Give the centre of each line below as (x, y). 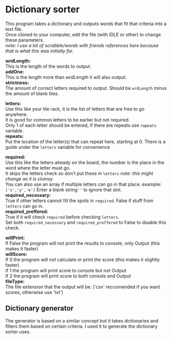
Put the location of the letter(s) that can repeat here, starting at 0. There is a (85, 142)
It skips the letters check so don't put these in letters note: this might (79, 173)
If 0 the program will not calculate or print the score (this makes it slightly (83, 260)
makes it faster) (22, 248)
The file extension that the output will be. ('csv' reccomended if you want (83, 287)
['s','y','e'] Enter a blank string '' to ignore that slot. (64, 190)
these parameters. (25, 40)
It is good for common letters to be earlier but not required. (68, 119)
